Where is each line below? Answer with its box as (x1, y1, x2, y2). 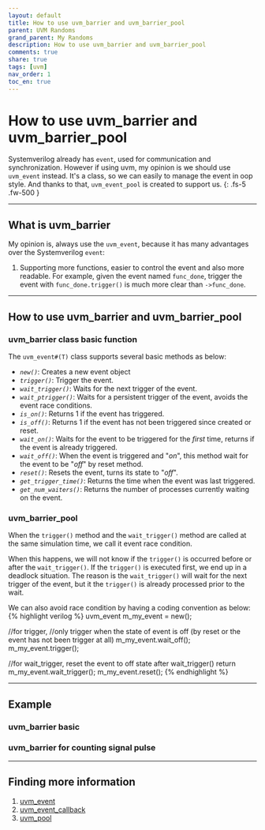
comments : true (8, 48, 58, 56)
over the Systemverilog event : (8, 248, 105, 257)
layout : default (8, 11, 62, 20)
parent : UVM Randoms (8, 26, 77, 34)
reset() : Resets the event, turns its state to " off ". (19, 468, 179, 477)
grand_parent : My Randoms (8, 33, 93, 42)
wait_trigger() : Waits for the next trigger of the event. (19, 384, 197, 393)
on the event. (19, 493, 63, 502)
